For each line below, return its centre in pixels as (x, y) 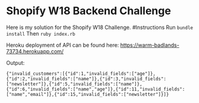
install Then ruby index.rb (41, 33)
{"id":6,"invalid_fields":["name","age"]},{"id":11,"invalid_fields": (96, 89)
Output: (15, 63)
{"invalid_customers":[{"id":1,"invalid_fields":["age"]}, (81, 73)
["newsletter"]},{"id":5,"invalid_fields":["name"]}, (74, 84)
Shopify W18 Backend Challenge (89, 11)
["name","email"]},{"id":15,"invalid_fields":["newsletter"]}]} (88, 94)
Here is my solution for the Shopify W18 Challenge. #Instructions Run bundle (100, 27)
